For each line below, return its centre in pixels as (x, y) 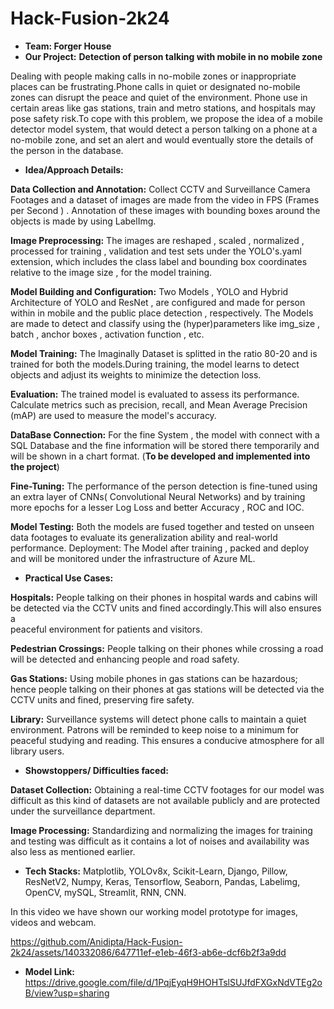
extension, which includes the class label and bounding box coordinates (159, 261)
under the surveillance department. (83, 811)
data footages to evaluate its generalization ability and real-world (144, 537)
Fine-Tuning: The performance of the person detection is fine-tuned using (164, 486)
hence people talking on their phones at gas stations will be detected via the (167, 689)
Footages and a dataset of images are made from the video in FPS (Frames (165, 199)
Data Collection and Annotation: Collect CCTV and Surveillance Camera (160, 189)
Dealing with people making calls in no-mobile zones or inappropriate (153, 76)
